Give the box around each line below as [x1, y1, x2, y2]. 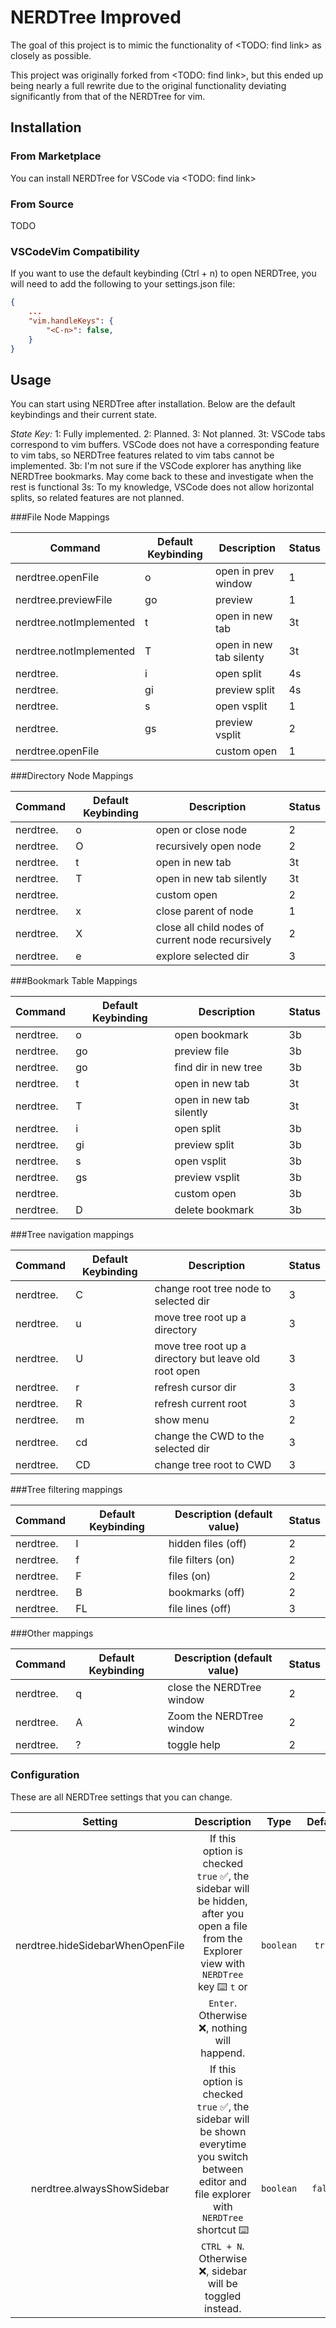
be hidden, [198, 1894, 248, 1908]
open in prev [214, 564, 275, 578]
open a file [198, 1919, 248, 1933]
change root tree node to [154, 1282, 272, 1296]
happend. [200, 2046, 246, 2060]
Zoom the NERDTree [167, 1709, 264, 1723]
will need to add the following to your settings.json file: [10, 278, 236, 290]
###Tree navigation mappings [10, 1229, 135, 1241]
